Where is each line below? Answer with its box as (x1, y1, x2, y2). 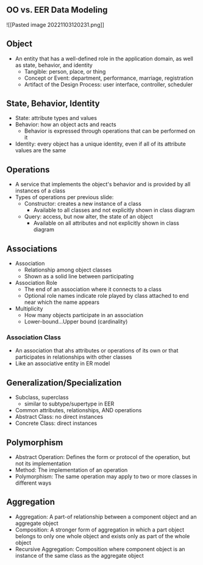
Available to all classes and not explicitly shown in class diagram (33, 206, 195, 214)
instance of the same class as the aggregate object (15, 552, 144, 559)
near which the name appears (24, 298, 99, 306)
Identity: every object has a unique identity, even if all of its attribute (15, 140, 186, 148)
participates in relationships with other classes (15, 353, 132, 361)
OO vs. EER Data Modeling (6, 5, 108, 15)
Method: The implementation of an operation (15, 466, 128, 474)
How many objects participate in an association (24, 312, 143, 319)
